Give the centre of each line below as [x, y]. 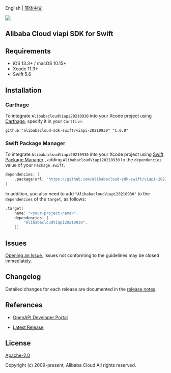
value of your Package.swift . [35, 165]
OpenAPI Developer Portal [40, 317]
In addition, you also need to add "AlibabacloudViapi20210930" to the [78, 193]
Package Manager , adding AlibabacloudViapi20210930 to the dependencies [83, 160]
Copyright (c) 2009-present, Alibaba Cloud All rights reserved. [71, 365]
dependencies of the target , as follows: [46, 199]
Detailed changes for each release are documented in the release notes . [81, 289]
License [18, 343]
